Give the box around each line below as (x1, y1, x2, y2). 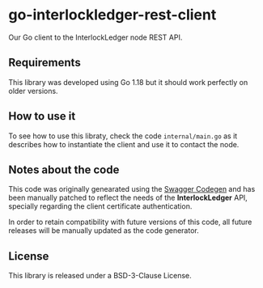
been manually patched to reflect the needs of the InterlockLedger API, (8, 193, 248, 203)
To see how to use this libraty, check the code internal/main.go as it (8, 131, 238, 141)
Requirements (8, 56, 81, 70)
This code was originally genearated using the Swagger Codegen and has (8, 184, 256, 194)
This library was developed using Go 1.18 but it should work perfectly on (8, 77, 248, 87)
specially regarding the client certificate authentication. (8, 201, 193, 211)
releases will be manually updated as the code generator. (8, 226, 200, 235)
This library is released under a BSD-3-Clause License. (8, 271, 192, 281)
